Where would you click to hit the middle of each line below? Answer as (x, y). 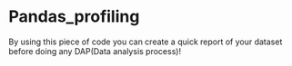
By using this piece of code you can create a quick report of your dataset (146, 42)
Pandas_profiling (74, 17)
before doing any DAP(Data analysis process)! (95, 51)
